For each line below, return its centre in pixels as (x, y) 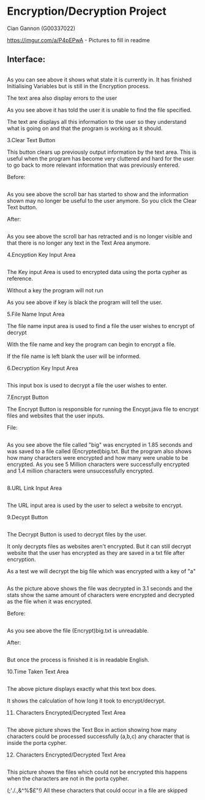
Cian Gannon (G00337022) (41, 28)
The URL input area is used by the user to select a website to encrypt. (95, 505)
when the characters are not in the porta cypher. (68, 778)
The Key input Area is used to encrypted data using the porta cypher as (97, 272)
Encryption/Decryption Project (87, 11)
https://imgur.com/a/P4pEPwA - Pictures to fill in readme (79, 40)
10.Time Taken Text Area (38, 671)
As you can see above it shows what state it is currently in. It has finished (99, 79)
